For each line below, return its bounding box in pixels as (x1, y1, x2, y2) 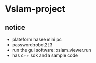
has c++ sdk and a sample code (12, 52, 78, 58)
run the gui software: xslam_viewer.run (12, 47, 92, 53)
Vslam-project (5, 3, 66, 15)
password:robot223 (12, 42, 53, 48)
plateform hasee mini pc (12, 36, 62, 42)
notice (5, 23, 26, 32)
